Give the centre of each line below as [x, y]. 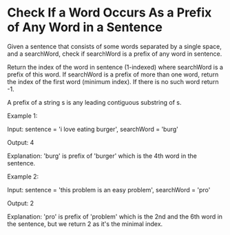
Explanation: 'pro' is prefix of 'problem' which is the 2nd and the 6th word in [115, 216]
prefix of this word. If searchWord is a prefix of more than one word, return [113, 74]
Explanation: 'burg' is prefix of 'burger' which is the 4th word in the [102, 156]
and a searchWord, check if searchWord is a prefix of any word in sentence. [115, 54]
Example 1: [22, 116]
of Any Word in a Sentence [85, 27]
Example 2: [23, 176]
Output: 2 [21, 203]
